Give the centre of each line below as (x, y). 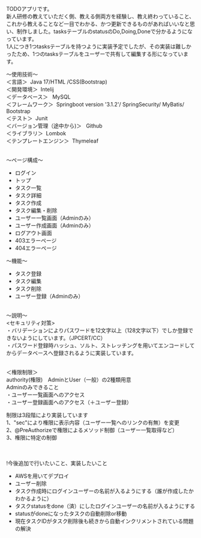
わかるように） (33, 499)
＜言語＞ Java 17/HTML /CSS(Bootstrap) (57, 82)
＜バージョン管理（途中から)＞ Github (55, 126)
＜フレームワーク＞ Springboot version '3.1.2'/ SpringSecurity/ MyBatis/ (95, 104)
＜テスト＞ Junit (27, 118)
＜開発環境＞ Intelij (30, 89)
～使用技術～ (22, 74)
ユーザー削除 (31, 484)
